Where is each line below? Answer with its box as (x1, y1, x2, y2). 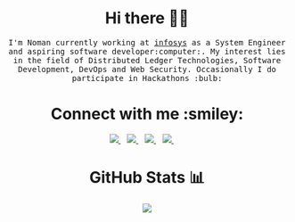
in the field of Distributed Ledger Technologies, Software (12, 55, 282, 65)
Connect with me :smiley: (50, 104, 244, 124)
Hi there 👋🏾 (104, 8, 190, 29)
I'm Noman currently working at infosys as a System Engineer (8, 37, 286, 47)
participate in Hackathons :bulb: (71, 73, 223, 83)
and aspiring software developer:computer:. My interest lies (8, 46, 286, 56)
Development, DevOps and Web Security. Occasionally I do (18, 64, 276, 74)
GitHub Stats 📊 (89, 168, 205, 188)
